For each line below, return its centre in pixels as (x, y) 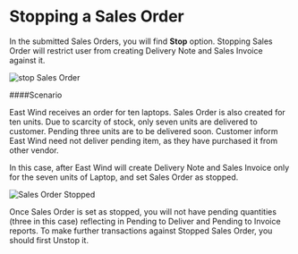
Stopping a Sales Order (97, 17)
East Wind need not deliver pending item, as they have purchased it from (144, 140)
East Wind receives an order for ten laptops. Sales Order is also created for (148, 112)
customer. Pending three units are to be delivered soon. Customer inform (144, 131)
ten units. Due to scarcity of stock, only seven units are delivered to (133, 122)
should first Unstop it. (49, 240)
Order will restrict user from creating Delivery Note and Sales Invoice (136, 50)
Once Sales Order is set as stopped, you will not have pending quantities (143, 211)
